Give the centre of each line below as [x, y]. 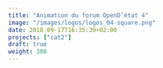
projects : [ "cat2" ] [40, 37]
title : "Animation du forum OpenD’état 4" [78, 15]
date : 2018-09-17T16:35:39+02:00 [63, 30]
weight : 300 [27, 52]
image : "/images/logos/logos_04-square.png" [82, 23]
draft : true [27, 45]
